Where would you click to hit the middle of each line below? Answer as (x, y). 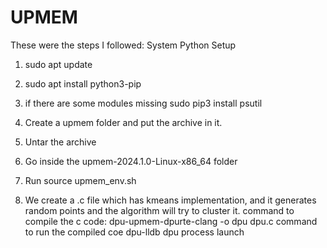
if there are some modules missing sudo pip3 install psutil (143, 103)
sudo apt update (58, 64)
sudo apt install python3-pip (83, 83)
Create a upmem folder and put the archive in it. (123, 122)
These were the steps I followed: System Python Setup (123, 45)
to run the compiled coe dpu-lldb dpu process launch (134, 232)
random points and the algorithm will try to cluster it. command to (159, 210)
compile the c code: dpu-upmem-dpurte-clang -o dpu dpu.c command (171, 221)
